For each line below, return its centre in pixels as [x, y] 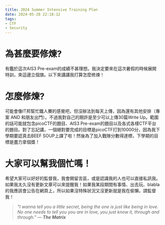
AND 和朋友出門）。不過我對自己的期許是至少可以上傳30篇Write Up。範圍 [85, 117]
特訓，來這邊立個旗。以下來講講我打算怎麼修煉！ [55, 75]
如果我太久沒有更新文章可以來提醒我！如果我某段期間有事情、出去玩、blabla [82, 184]
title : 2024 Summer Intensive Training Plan [51, 10]
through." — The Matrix [41, 217]
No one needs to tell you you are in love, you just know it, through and [88, 212]
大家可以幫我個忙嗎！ [49, 164]
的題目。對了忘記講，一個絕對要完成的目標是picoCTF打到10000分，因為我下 [82, 130]
